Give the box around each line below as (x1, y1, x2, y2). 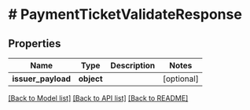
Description (110, 60, 156, 71)
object (78, 73, 104, 84)
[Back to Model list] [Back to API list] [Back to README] (8, 93, 189, 103)
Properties (8, 37, 61, 50)
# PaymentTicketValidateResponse (8, 5, 242, 24)
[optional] (162, 73, 199, 84)
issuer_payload (12, 73, 72, 84)
